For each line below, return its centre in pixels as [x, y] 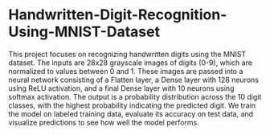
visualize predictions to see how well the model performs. [104, 122]
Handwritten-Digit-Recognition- [118, 15]
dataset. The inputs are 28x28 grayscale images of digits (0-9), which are [131, 63]
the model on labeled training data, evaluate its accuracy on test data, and [131, 113]
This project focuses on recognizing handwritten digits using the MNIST [127, 54]
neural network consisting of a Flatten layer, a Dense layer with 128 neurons [134, 80]
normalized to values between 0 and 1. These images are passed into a [126, 71]
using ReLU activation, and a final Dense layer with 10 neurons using [121, 88]
